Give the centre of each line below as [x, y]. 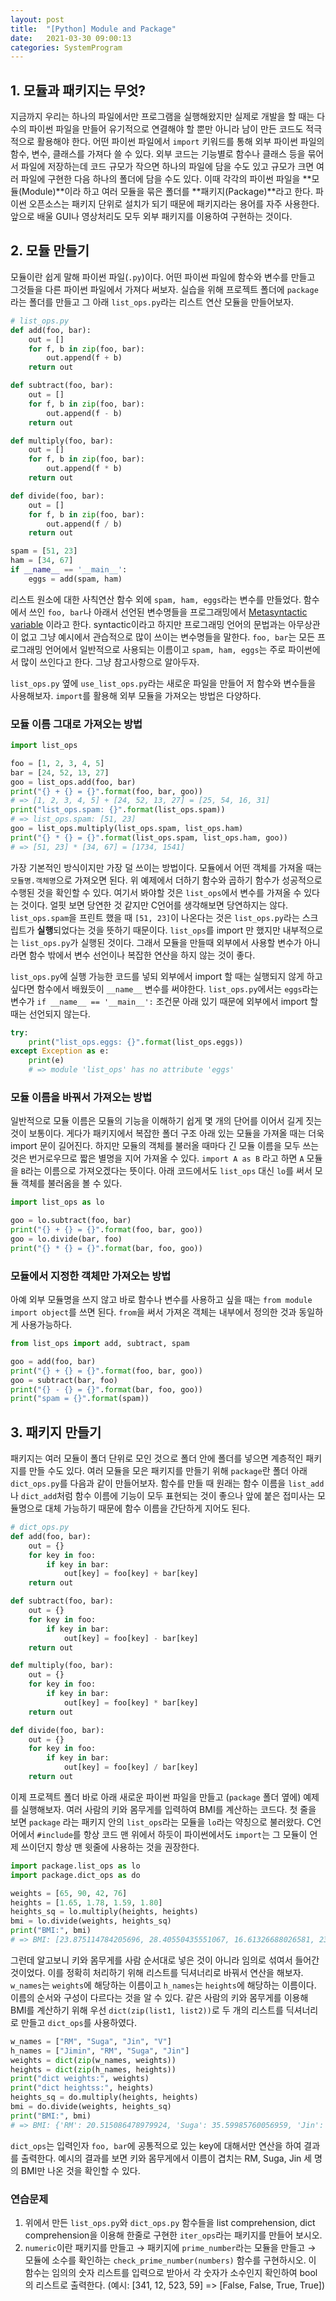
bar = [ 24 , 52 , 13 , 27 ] [60, 772]
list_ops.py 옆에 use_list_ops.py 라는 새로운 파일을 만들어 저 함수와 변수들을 [163, 683]
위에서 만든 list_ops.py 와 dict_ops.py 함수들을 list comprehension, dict [170, 2222]
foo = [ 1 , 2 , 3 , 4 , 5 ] [57, 763]
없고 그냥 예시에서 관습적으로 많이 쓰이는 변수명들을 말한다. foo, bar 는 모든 [168, 637]
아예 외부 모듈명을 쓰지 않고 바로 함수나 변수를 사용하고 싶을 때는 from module [161, 1300]
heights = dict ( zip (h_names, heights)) [93, 2069]
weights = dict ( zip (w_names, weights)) [93, 2060]
